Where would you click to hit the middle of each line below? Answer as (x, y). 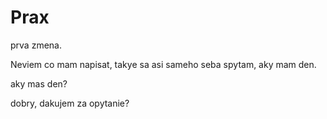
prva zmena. (36, 45)
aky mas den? (39, 83)
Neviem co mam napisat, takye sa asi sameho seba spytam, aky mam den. (163, 64)
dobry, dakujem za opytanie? (70, 103)
